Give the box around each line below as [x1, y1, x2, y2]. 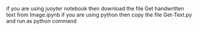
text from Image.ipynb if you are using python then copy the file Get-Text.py [6, 11, 192, 18]
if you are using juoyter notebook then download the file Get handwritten [6, 5, 184, 12]
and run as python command [6, 18, 77, 24]
